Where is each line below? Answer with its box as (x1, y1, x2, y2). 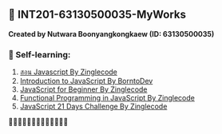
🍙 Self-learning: (8, 49, 71, 60)
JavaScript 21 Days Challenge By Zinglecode (19, 101, 168, 112)
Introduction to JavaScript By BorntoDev (19, 77, 153, 86)
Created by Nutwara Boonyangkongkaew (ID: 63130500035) (8, 29, 215, 38)
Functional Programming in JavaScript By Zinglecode (19, 93, 196, 103)
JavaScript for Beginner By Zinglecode (19, 85, 148, 94)
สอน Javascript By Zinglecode (19, 67, 118, 77)
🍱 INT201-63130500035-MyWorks (8, 8, 186, 22)
